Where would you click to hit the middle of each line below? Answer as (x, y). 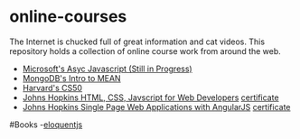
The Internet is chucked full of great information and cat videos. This (137, 42)
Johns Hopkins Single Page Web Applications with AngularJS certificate (156, 107)
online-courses (68, 17)
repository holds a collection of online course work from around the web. (145, 51)
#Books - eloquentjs (46, 125)
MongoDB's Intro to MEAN (71, 78)
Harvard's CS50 (52, 88)
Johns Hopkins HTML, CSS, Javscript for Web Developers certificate (150, 97)
